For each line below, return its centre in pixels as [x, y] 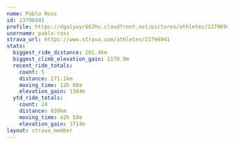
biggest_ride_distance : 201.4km [60, 53]
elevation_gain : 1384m [52, 91]
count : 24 [34, 105]
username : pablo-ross [38, 33]
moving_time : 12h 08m [51, 85]
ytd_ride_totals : [38, 98]
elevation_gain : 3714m [52, 124]
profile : [19, 26]
